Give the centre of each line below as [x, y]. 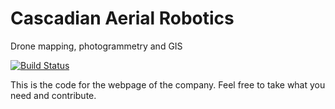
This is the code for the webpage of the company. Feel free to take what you [168, 84]
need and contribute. [53, 95]
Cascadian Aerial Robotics [122, 18]
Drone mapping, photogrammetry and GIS [96, 46]
